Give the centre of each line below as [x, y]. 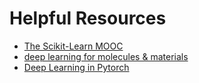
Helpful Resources [88, 18]
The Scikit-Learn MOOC [73, 46]
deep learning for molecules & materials [106, 56]
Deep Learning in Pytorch [76, 67]
